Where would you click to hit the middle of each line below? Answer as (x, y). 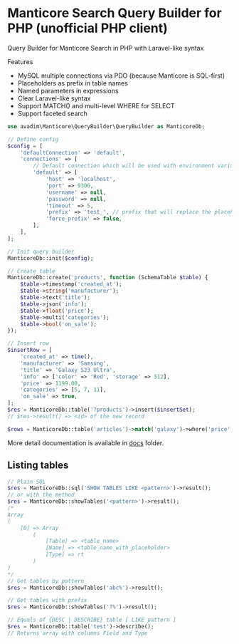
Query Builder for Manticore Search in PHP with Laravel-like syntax (106, 48)
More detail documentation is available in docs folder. (86, 442)
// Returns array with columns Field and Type (78, 633)
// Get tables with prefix (47, 601)
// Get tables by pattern (46, 581)
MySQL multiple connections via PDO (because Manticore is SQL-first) (121, 76)
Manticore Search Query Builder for (115, 13)
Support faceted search (52, 113)
